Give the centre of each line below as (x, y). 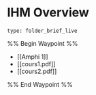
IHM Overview (48, 13)
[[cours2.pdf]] (37, 71)
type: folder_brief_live (42, 31)
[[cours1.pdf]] (36, 64)
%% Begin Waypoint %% (43, 43)
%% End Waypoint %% (40, 84)
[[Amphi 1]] (33, 57)
